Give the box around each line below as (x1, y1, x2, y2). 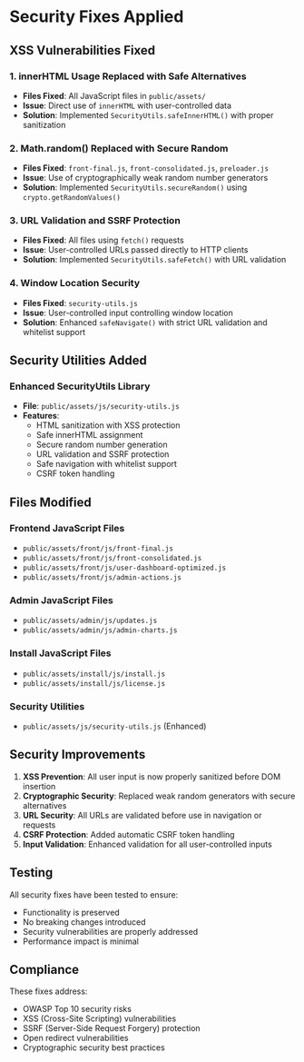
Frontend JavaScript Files (9, 521, 125, 534)
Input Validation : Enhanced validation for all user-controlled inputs (22, 839, 272, 849)
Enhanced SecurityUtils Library (9, 380, 151, 392)
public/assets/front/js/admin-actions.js (22, 573, 181, 582)
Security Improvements (9, 747, 146, 762)
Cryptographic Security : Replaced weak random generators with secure (22, 790, 296, 801)
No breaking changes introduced (22, 916, 147, 928)
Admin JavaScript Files (9, 594, 113, 607)
